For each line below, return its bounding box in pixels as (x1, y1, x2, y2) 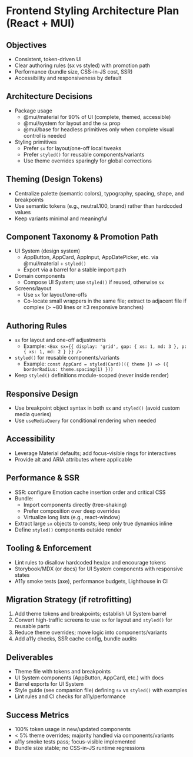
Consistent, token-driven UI (14, 56, 82, 62)
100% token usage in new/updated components (14, 725, 131, 732)
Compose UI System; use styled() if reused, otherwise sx (23, 278, 164, 286)
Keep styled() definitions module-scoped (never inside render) (14, 372, 169, 379)
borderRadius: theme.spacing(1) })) (23, 367, 114, 373)
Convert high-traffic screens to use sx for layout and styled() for (14, 616, 172, 623)
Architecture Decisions (6, 91, 93, 101)
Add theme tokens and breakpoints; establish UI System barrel (14, 610, 167, 617)
